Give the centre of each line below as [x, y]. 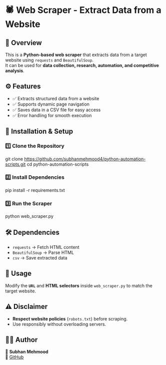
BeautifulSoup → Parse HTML [43, 252]
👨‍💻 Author [21, 340]
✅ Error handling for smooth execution [52, 115]
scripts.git [15, 164]
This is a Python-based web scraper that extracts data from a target [76, 55]
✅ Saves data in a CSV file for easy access [56, 110]
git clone [14, 159]
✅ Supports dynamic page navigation [51, 104]
